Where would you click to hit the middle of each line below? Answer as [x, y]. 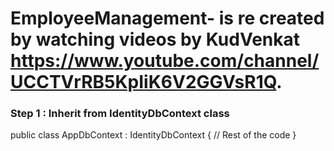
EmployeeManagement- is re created [167, 18]
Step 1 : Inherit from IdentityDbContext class [120, 114]
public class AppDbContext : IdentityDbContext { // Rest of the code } [153, 135]
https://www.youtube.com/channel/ [165, 61]
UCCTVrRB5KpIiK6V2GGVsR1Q [143, 82]
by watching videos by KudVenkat [155, 39]
